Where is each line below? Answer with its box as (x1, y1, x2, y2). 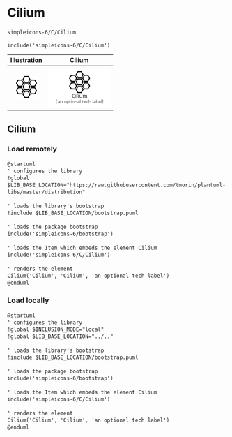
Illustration (10, 56, 43, 64)
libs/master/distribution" (7, 188, 86, 195)
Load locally (7, 295, 49, 305)
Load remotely (7, 144, 58, 154)
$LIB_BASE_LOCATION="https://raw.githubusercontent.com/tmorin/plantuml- (7, 182, 226, 188)
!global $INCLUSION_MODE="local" (7, 326, 105, 333)
